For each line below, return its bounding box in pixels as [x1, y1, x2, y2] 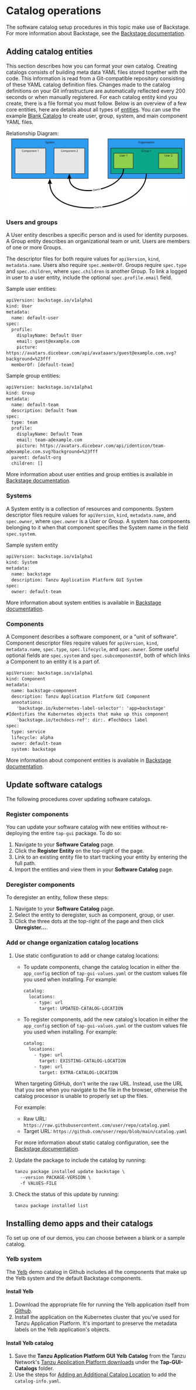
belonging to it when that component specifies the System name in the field [6, 524, 188, 531]
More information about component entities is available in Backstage [6, 757, 171, 764]
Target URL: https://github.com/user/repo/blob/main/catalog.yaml [23, 1127, 187, 1134]
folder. [38, 1365, 54, 1372]
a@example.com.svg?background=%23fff [6, 449, 98, 455]
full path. [14, 860, 36, 867]
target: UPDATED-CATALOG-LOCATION [39, 1005, 123, 1011]
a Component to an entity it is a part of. [6, 658, 101, 665]
